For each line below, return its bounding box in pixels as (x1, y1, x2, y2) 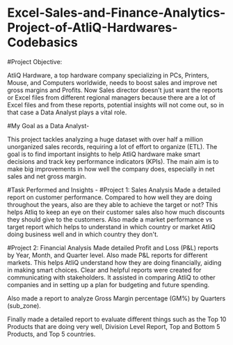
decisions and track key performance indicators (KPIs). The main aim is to (7, 157, 219, 165)
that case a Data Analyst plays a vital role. (7, 108, 127, 116)
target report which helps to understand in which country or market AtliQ (7, 222, 216, 231)
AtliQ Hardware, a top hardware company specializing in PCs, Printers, (7, 71, 209, 79)
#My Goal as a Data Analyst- (7, 121, 90, 130)
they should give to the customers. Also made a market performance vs (7, 215, 213, 224)
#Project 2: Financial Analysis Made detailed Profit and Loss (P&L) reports (7, 243, 219, 252)
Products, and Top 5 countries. (7, 330, 96, 338)
